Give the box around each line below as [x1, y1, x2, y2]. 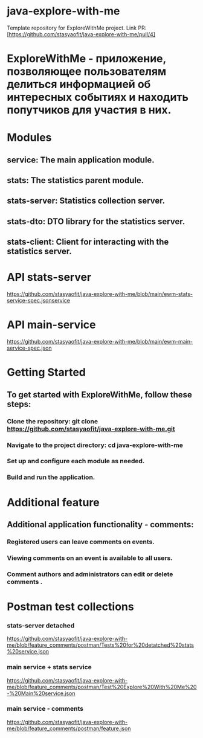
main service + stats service [7, 663, 92, 672]
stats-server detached [7, 621, 75, 629]
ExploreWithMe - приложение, [7, 52, 167, 66]
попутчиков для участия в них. [7, 103, 172, 117]
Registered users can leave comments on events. [7, 537, 155, 546]
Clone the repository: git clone [7, 417, 98, 425]
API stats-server [7, 271, 92, 284]
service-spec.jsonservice [7, 297, 70, 304]
